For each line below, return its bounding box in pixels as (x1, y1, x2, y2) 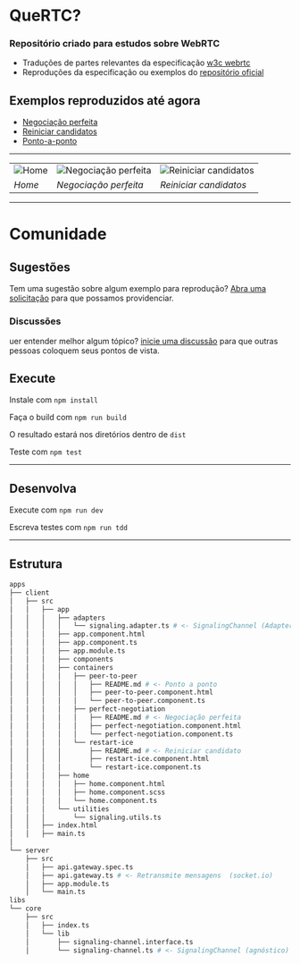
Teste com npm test (9, 446, 82, 457)
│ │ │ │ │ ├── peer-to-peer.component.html (9, 688, 214, 698)
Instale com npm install (9, 394, 98, 405)
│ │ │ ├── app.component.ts (9, 638, 138, 647)
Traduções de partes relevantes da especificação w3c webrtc (21, 57, 251, 68)
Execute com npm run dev (9, 504, 104, 515)
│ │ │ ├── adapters (9, 613, 105, 622)
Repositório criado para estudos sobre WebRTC (9, 38, 221, 50)
